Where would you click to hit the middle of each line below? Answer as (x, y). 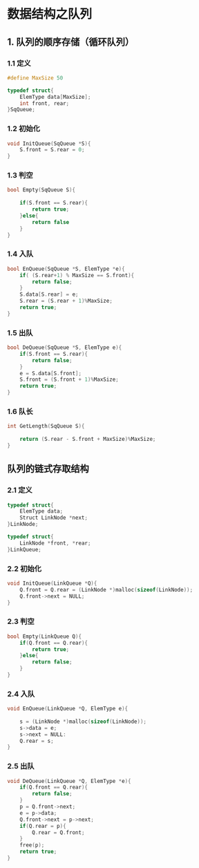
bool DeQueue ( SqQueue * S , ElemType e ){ (65, 348)
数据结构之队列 (50, 14)
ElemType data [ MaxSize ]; (55, 97)
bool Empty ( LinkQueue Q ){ (44, 636)
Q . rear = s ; (37, 741)
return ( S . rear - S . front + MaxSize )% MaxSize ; (88, 440)
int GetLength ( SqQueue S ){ (46, 426)
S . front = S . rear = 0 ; (52, 150)
